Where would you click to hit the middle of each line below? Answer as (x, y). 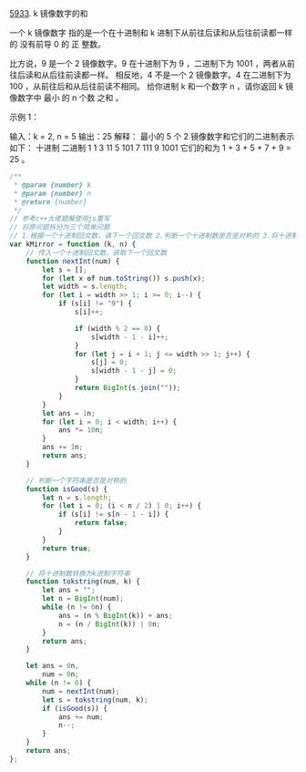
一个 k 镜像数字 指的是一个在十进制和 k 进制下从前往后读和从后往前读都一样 (151, 33)
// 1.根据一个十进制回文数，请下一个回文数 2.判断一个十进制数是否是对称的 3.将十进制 (154, 236)
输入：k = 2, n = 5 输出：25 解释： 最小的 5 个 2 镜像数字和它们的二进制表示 (152, 136)
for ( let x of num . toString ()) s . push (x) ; (124, 278)
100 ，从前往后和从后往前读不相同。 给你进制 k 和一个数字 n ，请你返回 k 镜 (152, 86)
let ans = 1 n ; (69, 413)
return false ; (101, 523)
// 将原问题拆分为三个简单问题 (60, 227)
